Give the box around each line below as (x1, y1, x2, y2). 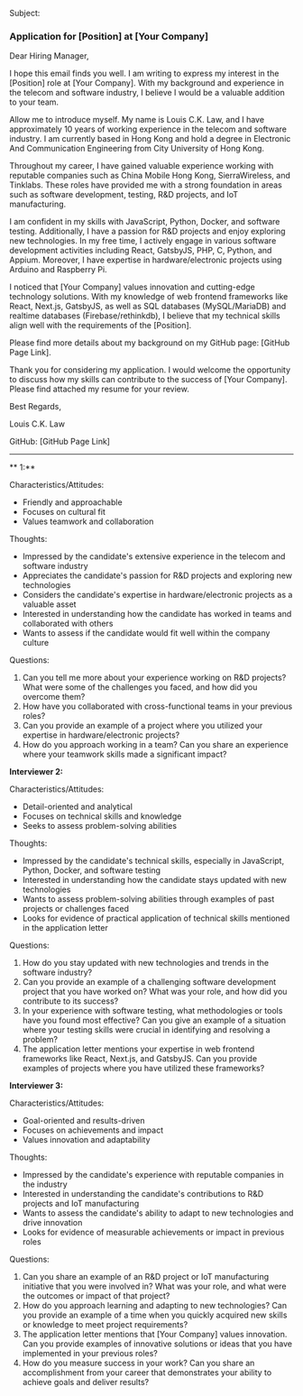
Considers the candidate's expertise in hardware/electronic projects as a (22, 590, 293, 601)
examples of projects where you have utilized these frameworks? (22, 1063, 265, 1074)
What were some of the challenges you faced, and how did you (22, 682, 258, 693)
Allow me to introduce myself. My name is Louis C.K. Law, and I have (9, 115, 264, 125)
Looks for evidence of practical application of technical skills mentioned (22, 913, 290, 923)
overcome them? (22, 692, 86, 703)
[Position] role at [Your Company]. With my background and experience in (9, 78, 284, 88)
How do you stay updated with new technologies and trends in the (22, 958, 269, 969)
